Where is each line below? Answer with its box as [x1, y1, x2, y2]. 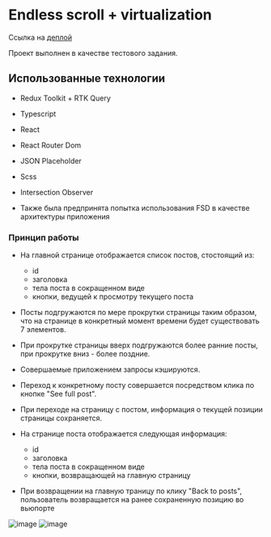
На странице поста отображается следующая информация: [19, 429, 227, 439]
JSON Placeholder [19, 156, 83, 165]
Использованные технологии [8, 71, 166, 86]
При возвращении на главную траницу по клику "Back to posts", [19, 486, 243, 496]
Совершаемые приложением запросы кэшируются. [19, 364, 201, 374]
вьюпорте [19, 504, 55, 514]
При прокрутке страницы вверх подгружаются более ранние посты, [19, 340, 259, 350]
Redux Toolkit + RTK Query [19, 93, 112, 103]
